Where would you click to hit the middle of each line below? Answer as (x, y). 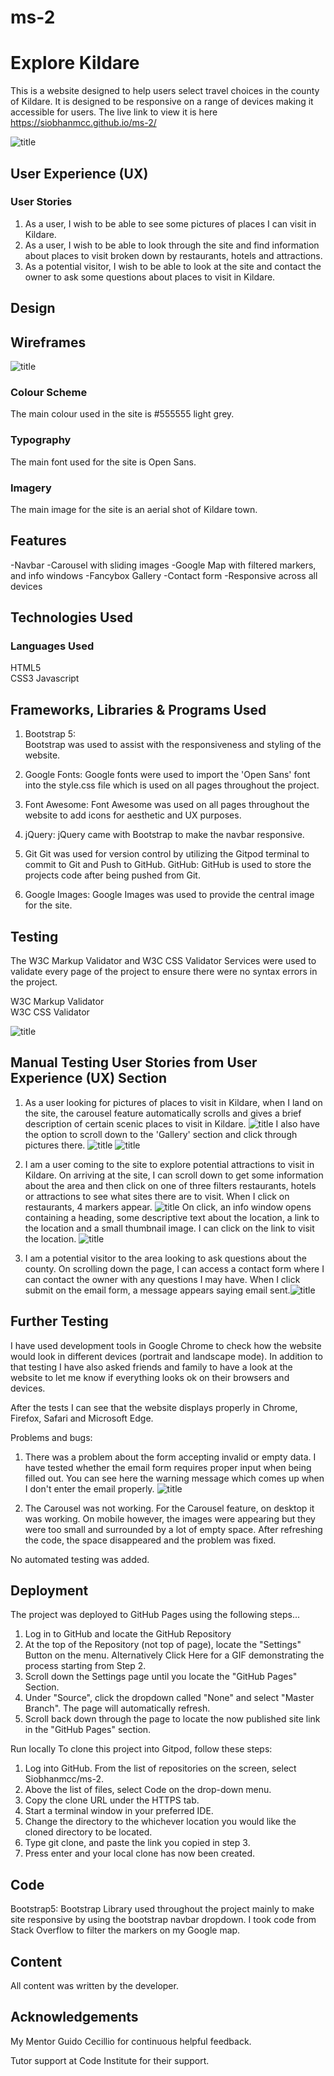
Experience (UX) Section (89, 1078)
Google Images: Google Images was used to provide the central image (169, 895)
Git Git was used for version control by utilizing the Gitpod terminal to (167, 854)
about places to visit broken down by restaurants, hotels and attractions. (173, 255)
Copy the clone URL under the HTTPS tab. (112, 1800)
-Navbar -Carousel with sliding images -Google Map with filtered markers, (163, 565)
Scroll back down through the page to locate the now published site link (172, 1719)
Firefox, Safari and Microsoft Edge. (82, 1418)
